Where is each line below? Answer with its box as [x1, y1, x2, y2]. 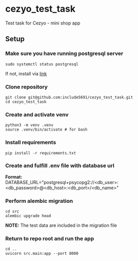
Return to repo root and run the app [5, 235, 94, 242]
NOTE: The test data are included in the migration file [5, 222, 117, 228]
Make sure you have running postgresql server [5, 50, 124, 57]
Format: [5, 174, 22, 180]
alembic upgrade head [5, 214, 51, 219]
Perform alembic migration [5, 197, 73, 204]
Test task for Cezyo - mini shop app [5, 20, 80, 26]
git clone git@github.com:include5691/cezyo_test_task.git [5, 95, 133, 100]
